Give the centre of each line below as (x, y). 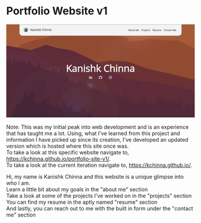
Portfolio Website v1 (57, 11)
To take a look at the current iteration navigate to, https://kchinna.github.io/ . (99, 165)
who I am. (18, 183)
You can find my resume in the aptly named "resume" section (82, 202)
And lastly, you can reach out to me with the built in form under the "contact (100, 209)
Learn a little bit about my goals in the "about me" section (77, 190)
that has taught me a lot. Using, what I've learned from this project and (93, 133)
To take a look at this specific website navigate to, (68, 152)
